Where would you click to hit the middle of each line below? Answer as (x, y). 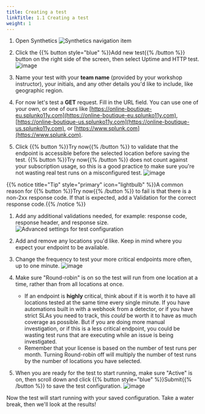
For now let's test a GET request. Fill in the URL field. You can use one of (107, 102)
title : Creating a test (37, 12)
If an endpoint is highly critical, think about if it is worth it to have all (110, 296)
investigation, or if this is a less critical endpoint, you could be (102, 329)
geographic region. (39, 91)
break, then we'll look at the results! (51, 404)
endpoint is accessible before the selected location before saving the (102, 153)
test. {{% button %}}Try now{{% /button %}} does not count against (101, 160)
